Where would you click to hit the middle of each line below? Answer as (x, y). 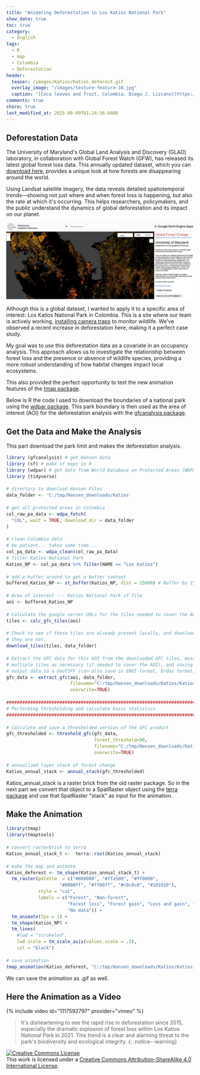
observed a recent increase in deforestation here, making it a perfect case (97, 328)
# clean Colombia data (34, 539)
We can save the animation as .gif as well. (57, 978)
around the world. (28, 177)
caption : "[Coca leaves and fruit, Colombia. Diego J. (81, 94)
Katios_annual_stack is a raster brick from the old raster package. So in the (98, 783)
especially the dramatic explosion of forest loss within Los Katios (100, 1029)
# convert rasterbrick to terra (46, 848)
